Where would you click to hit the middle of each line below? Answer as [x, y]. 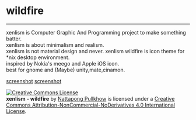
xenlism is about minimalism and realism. [55, 44]
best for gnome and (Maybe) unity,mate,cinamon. [66, 70]
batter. [14, 39]
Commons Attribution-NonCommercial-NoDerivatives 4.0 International [90, 105]
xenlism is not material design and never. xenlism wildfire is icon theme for [95, 51]
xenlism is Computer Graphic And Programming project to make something [96, 32]
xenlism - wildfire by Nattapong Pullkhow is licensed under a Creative [90, 98]
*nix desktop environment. [38, 57]
